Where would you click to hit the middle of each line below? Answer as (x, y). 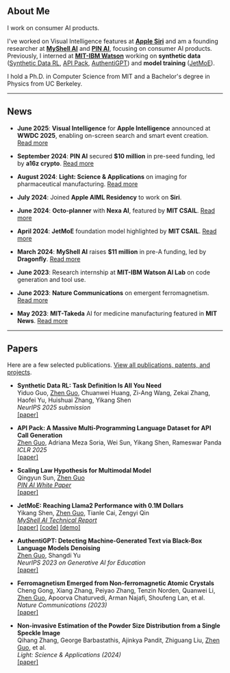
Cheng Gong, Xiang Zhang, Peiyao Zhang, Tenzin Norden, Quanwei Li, (116, 591)
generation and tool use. (51, 279)
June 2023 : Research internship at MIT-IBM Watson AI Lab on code (114, 272)
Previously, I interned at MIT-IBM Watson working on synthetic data (104, 56)
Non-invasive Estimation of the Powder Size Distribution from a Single (118, 626)
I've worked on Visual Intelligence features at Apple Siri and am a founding (113, 41)
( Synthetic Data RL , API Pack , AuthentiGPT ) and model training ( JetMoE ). (111, 63)
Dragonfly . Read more (49, 259)
